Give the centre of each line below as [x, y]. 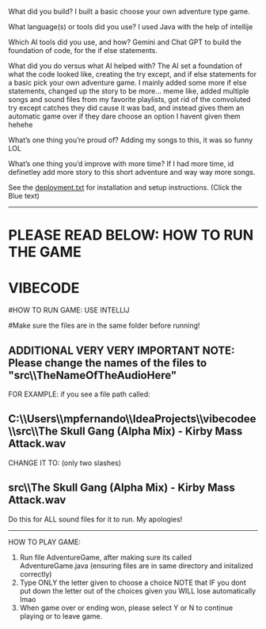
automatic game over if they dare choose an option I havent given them [125, 116]
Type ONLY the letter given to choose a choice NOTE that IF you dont [133, 582]
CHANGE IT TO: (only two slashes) [65, 463]
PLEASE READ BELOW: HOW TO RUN [131, 235]
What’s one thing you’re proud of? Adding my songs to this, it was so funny [131, 140]
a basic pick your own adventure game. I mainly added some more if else [127, 83]
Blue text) [24, 196]
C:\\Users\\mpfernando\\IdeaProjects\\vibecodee [132, 419]
